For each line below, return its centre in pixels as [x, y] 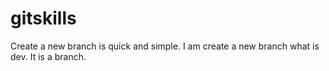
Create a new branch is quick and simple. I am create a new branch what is [165, 46]
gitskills [43, 18]
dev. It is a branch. [48, 56]
